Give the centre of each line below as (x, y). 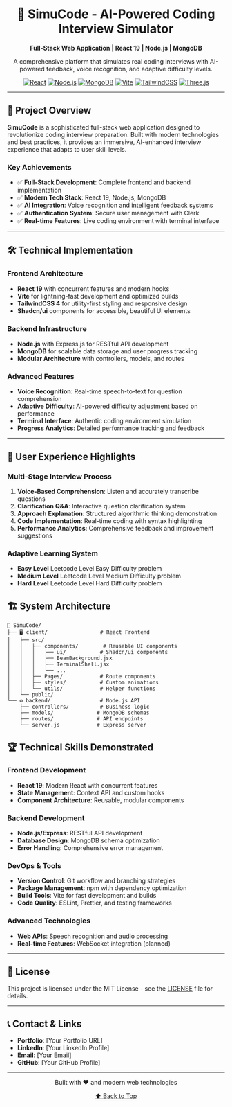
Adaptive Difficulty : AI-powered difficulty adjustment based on (107, 406)
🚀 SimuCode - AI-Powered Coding (116, 14)
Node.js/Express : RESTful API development (80, 833)
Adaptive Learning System (53, 553)
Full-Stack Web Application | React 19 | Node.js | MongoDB (116, 48)
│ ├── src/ (26, 640)
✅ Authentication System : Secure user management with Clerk (108, 213)
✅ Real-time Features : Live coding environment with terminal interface (118, 221)
